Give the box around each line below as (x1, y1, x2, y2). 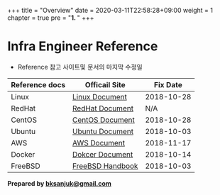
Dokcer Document (72, 149, 133, 159)
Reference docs (11, 79, 66, 89)
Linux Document (72, 91, 128, 101)
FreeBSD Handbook (72, 161, 138, 171)
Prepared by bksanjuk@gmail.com (7, 179, 112, 187)
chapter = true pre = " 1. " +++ (7, 13, 94, 22)
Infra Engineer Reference (7, 38, 158, 55)
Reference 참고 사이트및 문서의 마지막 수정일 (17, 62, 143, 71)
